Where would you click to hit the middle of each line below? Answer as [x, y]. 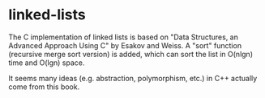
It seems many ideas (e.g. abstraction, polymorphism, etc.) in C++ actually [133, 78]
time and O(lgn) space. [47, 63]
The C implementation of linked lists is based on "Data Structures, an [124, 37]
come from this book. [44, 87]
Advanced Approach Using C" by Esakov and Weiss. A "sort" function [125, 45]
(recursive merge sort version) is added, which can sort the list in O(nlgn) [131, 54]
